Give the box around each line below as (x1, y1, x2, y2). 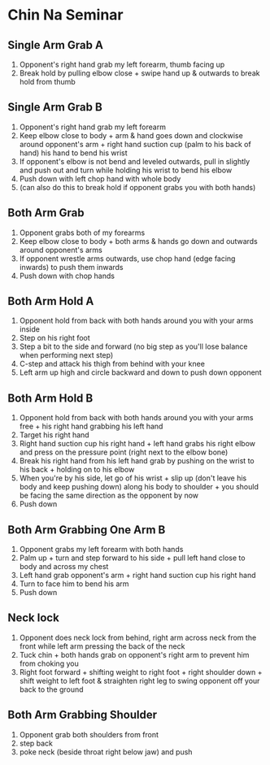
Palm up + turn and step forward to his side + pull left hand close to (19, 553, 246, 563)
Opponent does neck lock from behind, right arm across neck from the (19, 632, 257, 642)
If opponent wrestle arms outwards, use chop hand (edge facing (19, 254, 236, 263)
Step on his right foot (19, 333, 90, 343)
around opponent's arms (19, 245, 102, 254)
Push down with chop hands (19, 271, 115, 280)
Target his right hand (19, 430, 90, 440)
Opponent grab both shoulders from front (19, 729, 159, 739)
